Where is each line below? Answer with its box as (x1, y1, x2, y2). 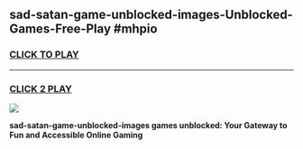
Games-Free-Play (9, 22, 111, 37)
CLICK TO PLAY (9, 49, 79, 61)
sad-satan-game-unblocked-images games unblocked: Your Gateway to (9, 119, 288, 130)
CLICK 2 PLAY (9, 82, 72, 95)
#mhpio (113, 22, 158, 37)
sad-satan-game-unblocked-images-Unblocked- (9, 7, 293, 23)
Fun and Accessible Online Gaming (9, 129, 143, 140)
